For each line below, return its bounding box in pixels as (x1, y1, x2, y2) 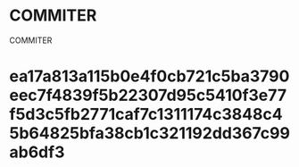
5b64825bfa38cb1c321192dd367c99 (9, 123, 290, 144)
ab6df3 (9, 142, 65, 163)
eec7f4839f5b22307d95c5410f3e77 (9, 86, 287, 105)
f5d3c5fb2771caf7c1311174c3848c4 (9, 104, 283, 125)
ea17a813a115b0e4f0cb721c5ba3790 (9, 66, 290, 87)
